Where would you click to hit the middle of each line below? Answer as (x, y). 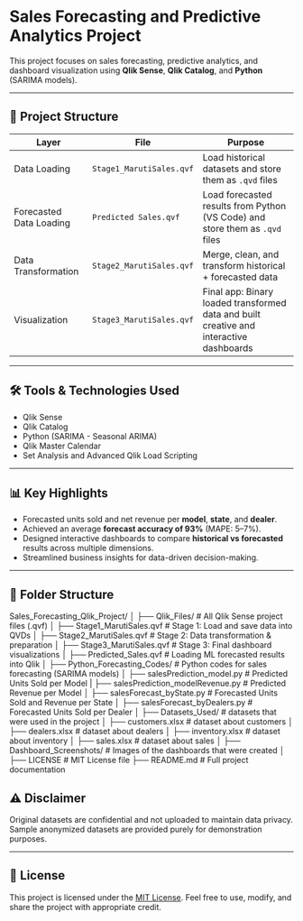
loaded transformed (244, 302)
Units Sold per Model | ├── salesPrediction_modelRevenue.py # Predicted (148, 684)
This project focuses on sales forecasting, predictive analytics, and (134, 60)
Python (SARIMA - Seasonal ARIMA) (90, 436)
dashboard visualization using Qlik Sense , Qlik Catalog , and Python (136, 70)
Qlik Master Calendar (62, 446)
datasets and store (242, 169)
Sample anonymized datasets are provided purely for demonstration (136, 829)
